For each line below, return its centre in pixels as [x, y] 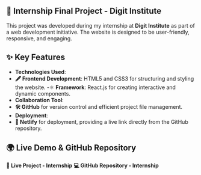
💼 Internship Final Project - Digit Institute [84, 11]
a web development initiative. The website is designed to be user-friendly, [98, 32]
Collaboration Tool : [39, 100]
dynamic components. [43, 93]
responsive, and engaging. [39, 38]
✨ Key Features [36, 57]
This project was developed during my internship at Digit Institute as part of [101, 25]
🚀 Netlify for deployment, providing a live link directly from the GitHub [101, 121]
